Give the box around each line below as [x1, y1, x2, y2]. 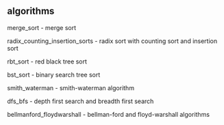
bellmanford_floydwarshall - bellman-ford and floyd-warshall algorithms [7, 110, 210, 118]
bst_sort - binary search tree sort [7, 70, 101, 79]
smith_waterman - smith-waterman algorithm [7, 83, 135, 92]
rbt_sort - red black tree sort [7, 57, 88, 66]
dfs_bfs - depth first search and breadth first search [7, 97, 154, 105]
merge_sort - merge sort [7, 23, 77, 31]
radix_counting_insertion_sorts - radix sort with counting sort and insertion [7, 37, 218, 45]
